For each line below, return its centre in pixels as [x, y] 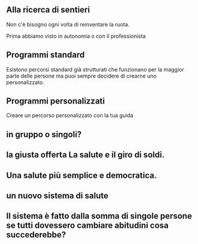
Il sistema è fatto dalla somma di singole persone [99, 216]
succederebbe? [36, 235]
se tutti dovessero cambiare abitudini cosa [88, 226]
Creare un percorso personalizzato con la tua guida [70, 115]
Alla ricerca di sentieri [48, 10]
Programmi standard [46, 55]
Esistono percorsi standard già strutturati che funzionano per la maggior [95, 69]
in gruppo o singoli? [44, 134]
